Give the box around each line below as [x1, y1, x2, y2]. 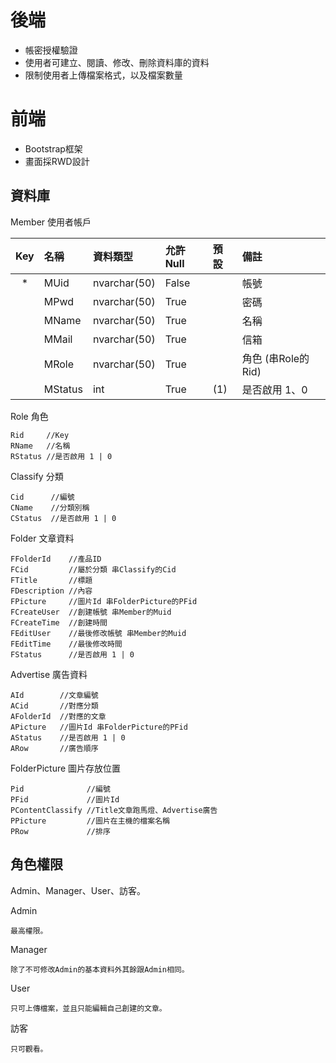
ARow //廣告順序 [10, 743, 99, 753]
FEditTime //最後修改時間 [10, 639, 123, 649]
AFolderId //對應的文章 [10, 711, 107, 721]
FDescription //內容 [10, 586, 93, 596]
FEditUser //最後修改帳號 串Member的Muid [10, 628, 187, 638]
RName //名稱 [10, 441, 71, 451]
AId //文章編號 [10, 690, 99, 700]
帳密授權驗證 [24, 44, 78, 56]
